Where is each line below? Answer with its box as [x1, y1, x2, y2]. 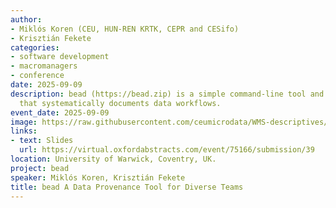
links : [10, 126, 38, 136]
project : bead [10, 163, 70, 173]
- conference [10, 71, 65, 81]
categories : [10, 42, 60, 53]
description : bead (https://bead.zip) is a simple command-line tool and [10, 89, 325, 99]
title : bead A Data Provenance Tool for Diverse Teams [10, 182, 244, 192]
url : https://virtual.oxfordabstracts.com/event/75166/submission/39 [19, 145, 315, 155]
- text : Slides [10, 136, 74, 146]
